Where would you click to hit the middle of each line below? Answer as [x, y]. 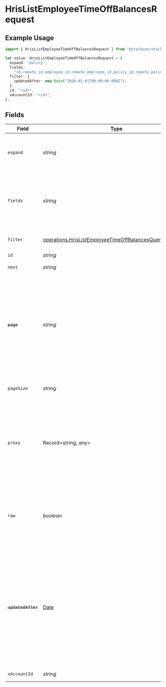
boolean [52, 516]
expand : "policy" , [29, 63]
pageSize [18, 389]
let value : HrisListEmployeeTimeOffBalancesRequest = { [64, 58]
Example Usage [30, 38]
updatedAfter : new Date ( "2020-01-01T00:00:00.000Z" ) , [70, 81]
